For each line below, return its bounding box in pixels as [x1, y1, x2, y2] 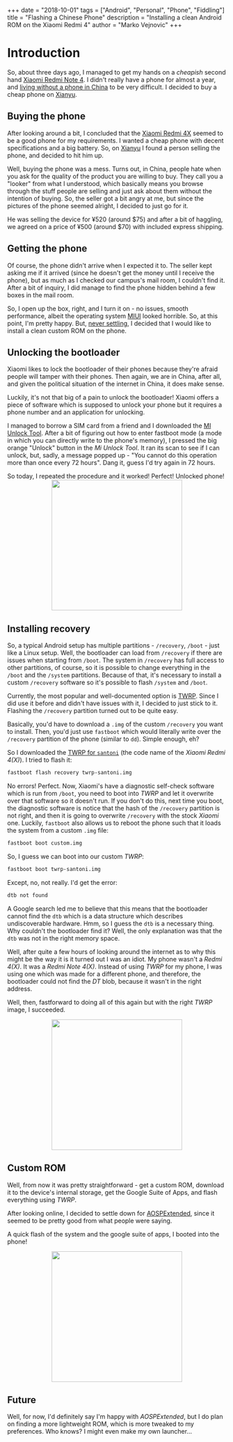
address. [7, 985, 33, 993]
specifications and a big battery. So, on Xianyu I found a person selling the [7, 143, 220, 152]
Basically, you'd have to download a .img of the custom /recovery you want [7, 720, 224, 728]
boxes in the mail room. [7, 290, 74, 299]
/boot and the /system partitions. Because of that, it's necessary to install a [7, 671, 222, 680]
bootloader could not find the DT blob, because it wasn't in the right [7, 977, 202, 985]
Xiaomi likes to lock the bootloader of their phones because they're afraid [7, 365, 218, 373]
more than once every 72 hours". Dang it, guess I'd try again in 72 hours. [7, 459, 216, 467]
